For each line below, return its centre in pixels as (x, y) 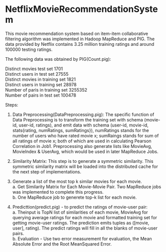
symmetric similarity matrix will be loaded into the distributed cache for (85, 166)
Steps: (12, 105)
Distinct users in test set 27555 (37, 74)
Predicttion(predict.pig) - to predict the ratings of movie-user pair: (80, 207)
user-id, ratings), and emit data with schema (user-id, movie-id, (83, 125)
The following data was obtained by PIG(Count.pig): (58, 59)
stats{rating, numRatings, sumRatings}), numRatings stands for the (81, 130)
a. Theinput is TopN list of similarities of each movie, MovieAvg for (80, 212)
